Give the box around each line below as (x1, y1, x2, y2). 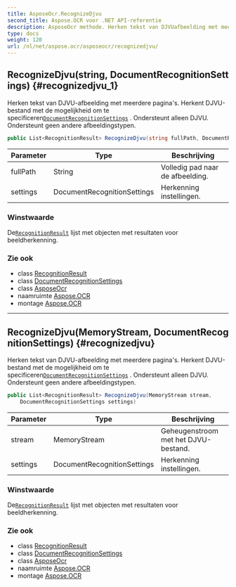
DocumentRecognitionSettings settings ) (20, 398, 137, 405)
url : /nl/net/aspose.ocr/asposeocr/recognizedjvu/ (7, 43, 159, 50)
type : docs (7, 30, 39, 37)
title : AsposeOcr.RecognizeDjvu (7, 10, 102, 18)
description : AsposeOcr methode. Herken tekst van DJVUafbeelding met (7, 23, 218, 30)
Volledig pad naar (160, 162, 219, 172)
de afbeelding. (160, 171, 209, 181)
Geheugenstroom (160, 426, 219, 436)
